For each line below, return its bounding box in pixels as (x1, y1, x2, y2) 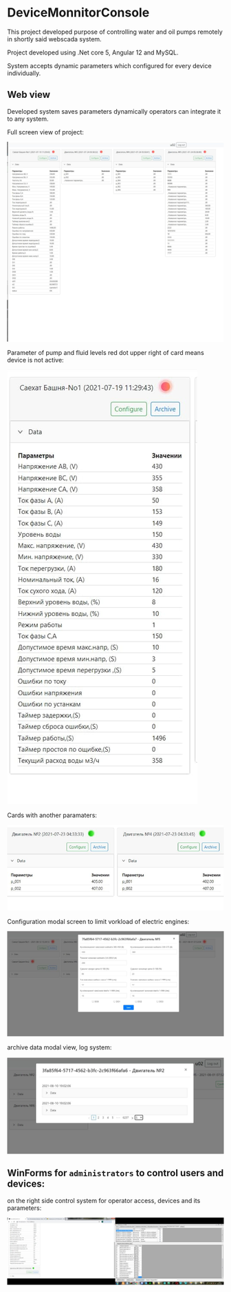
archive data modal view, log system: (7, 1043, 112, 1052)
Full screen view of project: (7, 127, 84, 136)
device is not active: (7, 356, 64, 365)
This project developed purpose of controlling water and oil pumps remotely (7, 28, 223, 36)
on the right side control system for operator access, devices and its (7, 1196, 201, 1204)
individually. (7, 69, 41, 77)
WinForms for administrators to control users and (7, 1167, 224, 1179)
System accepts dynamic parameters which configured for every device (7, 61, 212, 70)
